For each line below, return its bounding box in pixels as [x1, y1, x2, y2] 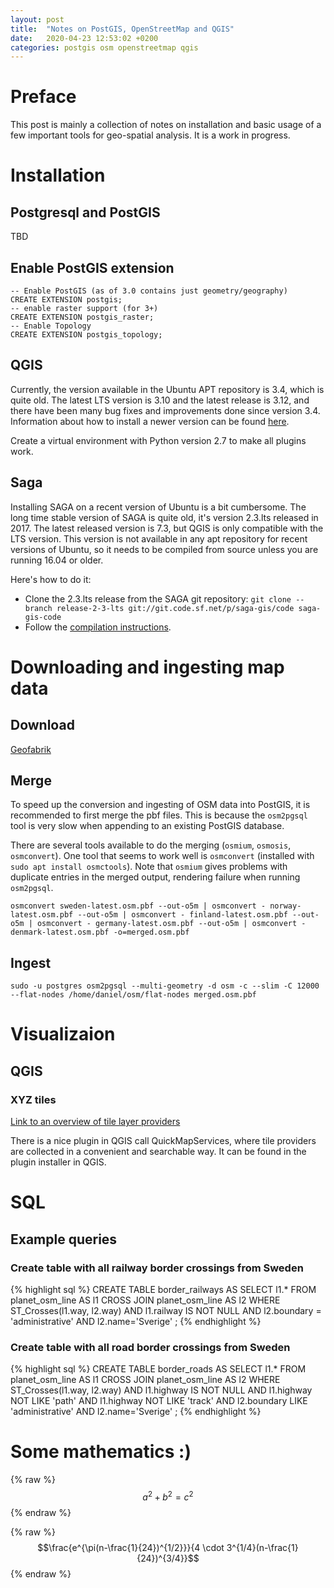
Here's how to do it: [10, 573, 92, 585]
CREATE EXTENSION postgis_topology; [10, 330, 163, 340]
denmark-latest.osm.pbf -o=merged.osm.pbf [10, 927, 190, 938]
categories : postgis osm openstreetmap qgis [10, 42, 199, 53]
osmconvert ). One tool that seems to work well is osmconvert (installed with [10, 850, 315, 862]
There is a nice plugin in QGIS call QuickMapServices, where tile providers [10, 1135, 317, 1147]
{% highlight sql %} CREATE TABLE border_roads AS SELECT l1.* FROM [10, 1363, 307, 1375]
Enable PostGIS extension [10, 259, 175, 276]
